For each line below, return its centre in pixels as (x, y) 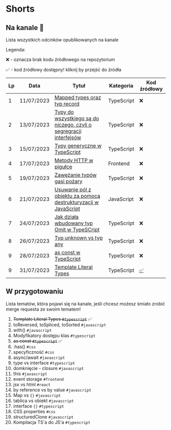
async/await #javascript (39, 357)
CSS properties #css (34, 411)
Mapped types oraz (78, 97)
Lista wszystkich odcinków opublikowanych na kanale (62, 40)
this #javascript (30, 374)
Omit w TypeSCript (77, 229)
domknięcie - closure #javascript (48, 368)
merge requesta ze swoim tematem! (43, 309)
